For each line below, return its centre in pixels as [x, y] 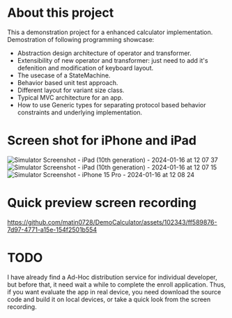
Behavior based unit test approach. [68, 82]
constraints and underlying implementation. [80, 112]
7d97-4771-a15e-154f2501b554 [52, 229]
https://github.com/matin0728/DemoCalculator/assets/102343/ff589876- [112, 222]
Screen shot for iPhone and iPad [102, 141]
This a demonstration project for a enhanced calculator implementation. [110, 32]
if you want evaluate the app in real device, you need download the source [114, 291]
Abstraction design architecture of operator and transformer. [104, 53]
